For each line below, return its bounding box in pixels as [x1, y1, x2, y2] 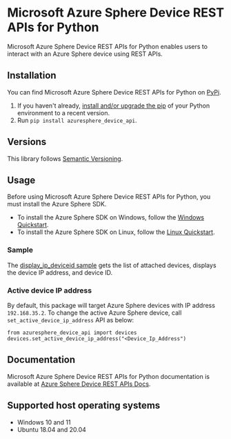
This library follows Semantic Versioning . [7, 154, 123, 163]
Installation [7, 70, 57, 81]
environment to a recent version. [17, 108, 110, 117]
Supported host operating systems [7, 400, 161, 411]
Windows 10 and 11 [17, 418, 71, 426]
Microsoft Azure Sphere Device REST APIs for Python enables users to [7, 42, 208, 50]
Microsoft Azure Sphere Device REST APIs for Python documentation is [7, 372, 210, 380]
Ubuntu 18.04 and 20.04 [17, 425, 86, 433]
